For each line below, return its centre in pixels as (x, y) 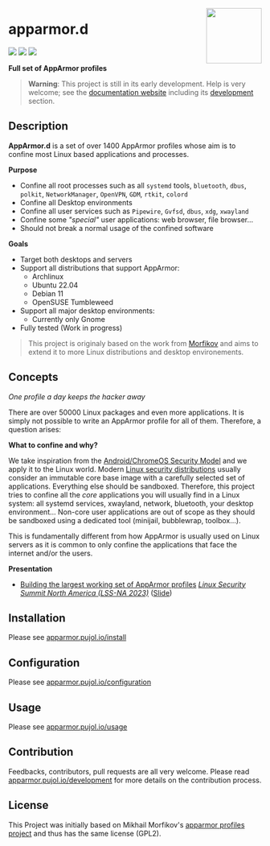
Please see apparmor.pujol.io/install (67, 638)
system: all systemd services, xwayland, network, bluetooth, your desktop (131, 503)
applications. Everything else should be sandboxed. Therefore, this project (132, 486)
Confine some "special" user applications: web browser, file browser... (137, 219)
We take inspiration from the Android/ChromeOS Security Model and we (128, 460)
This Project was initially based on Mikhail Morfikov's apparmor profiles (127, 824)
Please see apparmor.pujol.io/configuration (80, 682)
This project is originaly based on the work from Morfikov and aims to (143, 343)
